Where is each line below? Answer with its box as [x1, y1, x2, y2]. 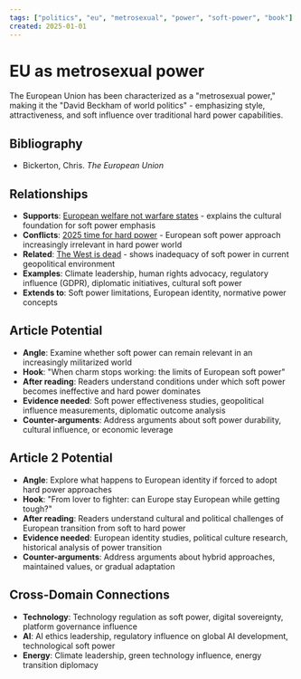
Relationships [9, 186, 89, 202]
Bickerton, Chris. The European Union [22, 160, 165, 171]
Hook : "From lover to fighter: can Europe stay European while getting [22, 493, 280, 504]
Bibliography [9, 136, 83, 151]
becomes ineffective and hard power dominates [22, 386, 202, 397]
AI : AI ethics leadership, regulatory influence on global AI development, [22, 630, 289, 641]
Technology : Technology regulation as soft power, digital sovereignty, [22, 611, 284, 622]
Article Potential [9, 323, 103, 339]
